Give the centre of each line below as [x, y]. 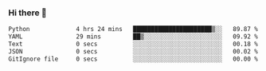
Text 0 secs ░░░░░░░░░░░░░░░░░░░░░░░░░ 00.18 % [133, 44]
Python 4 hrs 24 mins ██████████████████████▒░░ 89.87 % [133, 30]
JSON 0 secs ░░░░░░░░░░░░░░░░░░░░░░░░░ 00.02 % [133, 51]
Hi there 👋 [28, 13]
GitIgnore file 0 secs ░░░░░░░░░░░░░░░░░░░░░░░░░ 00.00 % [133, 59]
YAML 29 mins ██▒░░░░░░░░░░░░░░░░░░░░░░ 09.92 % [133, 37]
